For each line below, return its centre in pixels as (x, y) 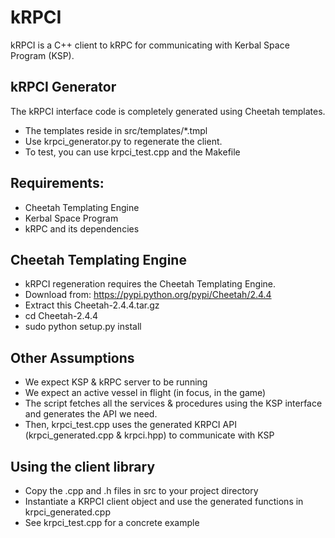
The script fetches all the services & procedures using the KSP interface (173, 403)
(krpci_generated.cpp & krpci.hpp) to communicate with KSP (149, 435)
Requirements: (57, 183)
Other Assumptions (72, 357)
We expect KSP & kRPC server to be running (116, 382)
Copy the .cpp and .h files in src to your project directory (141, 490)
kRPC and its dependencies (82, 228)
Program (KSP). (42, 55)
